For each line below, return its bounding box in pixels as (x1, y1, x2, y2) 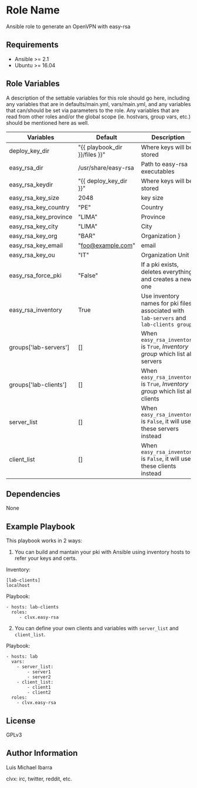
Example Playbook (6, 521, 75, 531)
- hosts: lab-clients (6, 604, 59, 610)
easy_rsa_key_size (9, 193, 60, 202)
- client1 (27, 684, 51, 691)
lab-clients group (141, 321, 192, 328)
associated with (141, 306, 185, 314)
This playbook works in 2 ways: (6, 537, 83, 544)
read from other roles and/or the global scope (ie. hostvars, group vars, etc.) (6, 113, 191, 120)
